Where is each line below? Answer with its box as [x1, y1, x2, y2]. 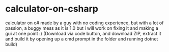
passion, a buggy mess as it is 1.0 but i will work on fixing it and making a [5, 25, 159, 31]
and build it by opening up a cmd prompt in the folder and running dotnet [5, 36, 158, 42]
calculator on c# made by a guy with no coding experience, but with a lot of [5, 20, 164, 26]
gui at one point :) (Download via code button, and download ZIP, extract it [5, 30, 161, 36]
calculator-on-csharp [5, 3, 98, 15]
